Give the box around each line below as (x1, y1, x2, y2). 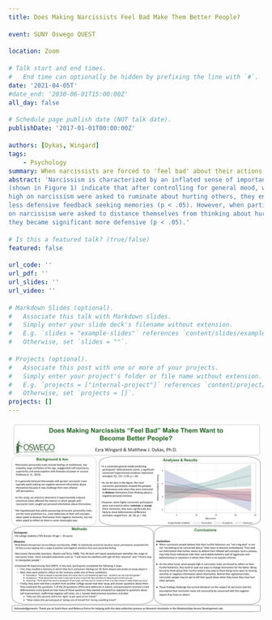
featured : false (8, 244, 63, 252)
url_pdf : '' (8, 270, 49, 278)
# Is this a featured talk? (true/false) (8, 235, 151, 243)
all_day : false (8, 98, 60, 107)
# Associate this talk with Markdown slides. (8, 312, 172, 320)
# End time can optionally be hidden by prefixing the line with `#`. (8, 73, 259, 81)
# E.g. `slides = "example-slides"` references (8, 329, 180, 338)
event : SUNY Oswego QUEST (8, 30, 96, 38)
